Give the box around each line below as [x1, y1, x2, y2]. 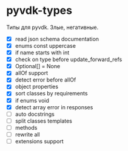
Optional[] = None [15, 63, 61, 70]
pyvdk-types [6, 4, 73, 18]
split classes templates [15, 117, 73, 124]
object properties [15, 83, 59, 91]
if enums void [15, 97, 50, 104]
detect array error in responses [15, 103, 93, 111]
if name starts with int [15, 49, 70, 56]
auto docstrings [15, 110, 55, 118]
